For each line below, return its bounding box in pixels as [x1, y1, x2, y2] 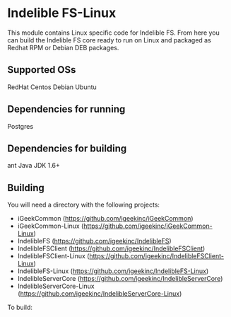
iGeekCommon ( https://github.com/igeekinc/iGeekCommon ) [17, 214, 194, 223]
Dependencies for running [7, 103, 126, 115]
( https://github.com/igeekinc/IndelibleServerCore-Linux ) [17, 289, 182, 298]
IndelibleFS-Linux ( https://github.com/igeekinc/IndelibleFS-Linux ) [17, 267, 209, 275]
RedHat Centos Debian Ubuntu [7, 83, 97, 91]
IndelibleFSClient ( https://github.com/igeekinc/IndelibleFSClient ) [17, 244, 206, 253]
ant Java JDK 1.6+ [7, 161, 60, 170]
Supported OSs [7, 64, 76, 76]
